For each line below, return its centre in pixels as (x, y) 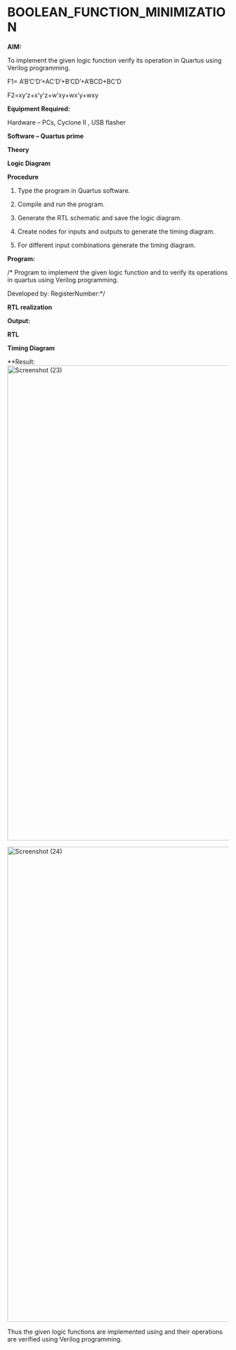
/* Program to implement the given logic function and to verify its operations (118, 272)
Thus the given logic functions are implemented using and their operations (115, 1332)
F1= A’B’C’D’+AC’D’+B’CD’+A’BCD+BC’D (64, 81)
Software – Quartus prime (46, 136)
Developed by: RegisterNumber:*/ (56, 294)
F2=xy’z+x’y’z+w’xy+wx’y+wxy (53, 95)
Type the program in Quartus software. (74, 190)
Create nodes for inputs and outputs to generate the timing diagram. (116, 231)
